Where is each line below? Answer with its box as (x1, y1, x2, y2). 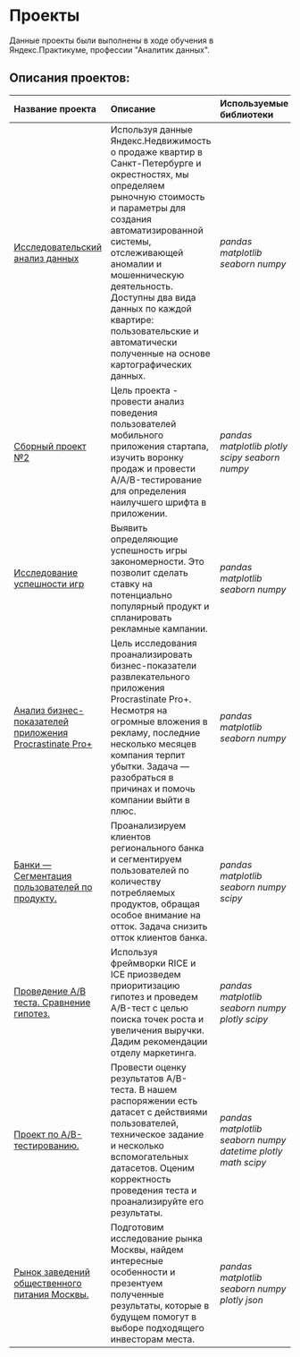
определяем (110, 179, 165, 192)
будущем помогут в (110, 1310, 196, 1323)
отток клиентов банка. (110, 931, 208, 943)
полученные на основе (110, 346, 212, 359)
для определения (110, 484, 187, 497)
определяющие (110, 533, 179, 545)
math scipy (220, 1156, 267, 1168)
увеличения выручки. (110, 1024, 205, 1037)
